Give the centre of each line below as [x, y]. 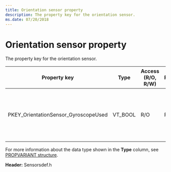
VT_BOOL [124, 115]
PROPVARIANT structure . [32, 155]
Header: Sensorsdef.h [28, 165]
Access [150, 71]
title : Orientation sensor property [44, 10]
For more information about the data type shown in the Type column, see [82, 150]
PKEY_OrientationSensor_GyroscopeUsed [58, 115]
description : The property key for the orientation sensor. [70, 15]
